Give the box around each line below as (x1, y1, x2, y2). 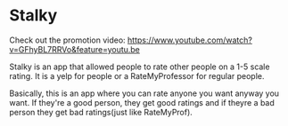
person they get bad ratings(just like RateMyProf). (9, 106, 193, 117)
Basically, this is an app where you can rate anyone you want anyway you (9, 88, 279, 98)
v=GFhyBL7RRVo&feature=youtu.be (9, 43, 141, 54)
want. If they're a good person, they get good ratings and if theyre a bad (9, 97, 275, 107)
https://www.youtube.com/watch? (128, 35, 252, 45)
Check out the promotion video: (9, 35, 127, 45)
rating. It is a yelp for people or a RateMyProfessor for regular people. (9, 70, 265, 81)
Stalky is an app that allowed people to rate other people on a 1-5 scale (9, 61, 270, 72)
